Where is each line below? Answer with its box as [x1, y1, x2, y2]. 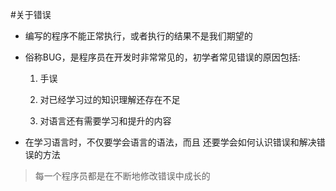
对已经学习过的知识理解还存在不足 [39, 94, 181, 105]
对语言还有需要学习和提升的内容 [39, 115, 172, 127]
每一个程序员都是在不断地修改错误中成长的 [34, 170, 211, 182]
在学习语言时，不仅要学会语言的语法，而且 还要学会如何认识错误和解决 [24, 136, 317, 148]
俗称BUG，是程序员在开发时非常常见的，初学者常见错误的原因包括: [24, 51, 301, 63]
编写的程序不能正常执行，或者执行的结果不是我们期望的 [24, 30, 253, 42]
